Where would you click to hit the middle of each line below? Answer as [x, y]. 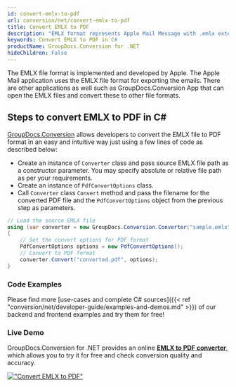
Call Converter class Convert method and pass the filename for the [113, 192]
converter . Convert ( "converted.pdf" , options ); [89, 260]
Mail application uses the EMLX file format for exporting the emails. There [114, 80]
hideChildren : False [38, 53]
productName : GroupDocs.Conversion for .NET [73, 46]
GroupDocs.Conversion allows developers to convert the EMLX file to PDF [114, 134]
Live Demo [26, 332]
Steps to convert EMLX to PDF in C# [87, 118]
